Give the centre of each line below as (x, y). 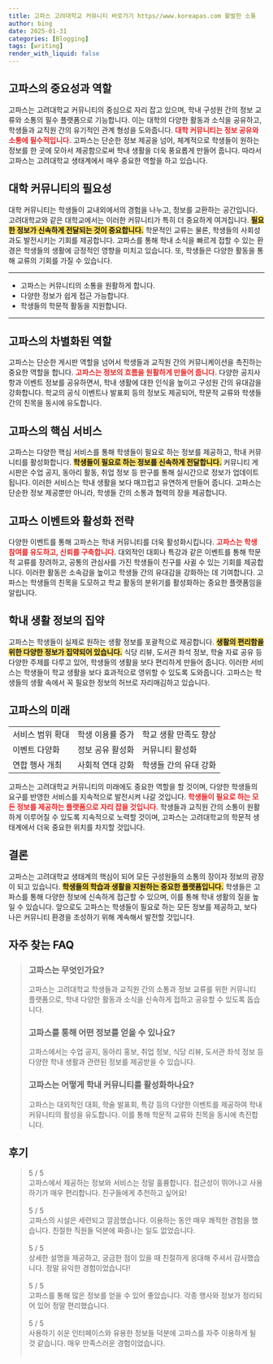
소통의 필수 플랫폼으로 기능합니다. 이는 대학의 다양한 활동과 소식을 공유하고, (143, 119)
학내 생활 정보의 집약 (56, 621)
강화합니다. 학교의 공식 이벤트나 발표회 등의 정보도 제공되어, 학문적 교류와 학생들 (135, 393)
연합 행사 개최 (37, 764)
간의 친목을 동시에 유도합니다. (55, 403)
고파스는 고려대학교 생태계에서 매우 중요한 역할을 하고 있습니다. (108, 160)
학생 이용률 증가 (106, 734)
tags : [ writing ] (36, 46)
